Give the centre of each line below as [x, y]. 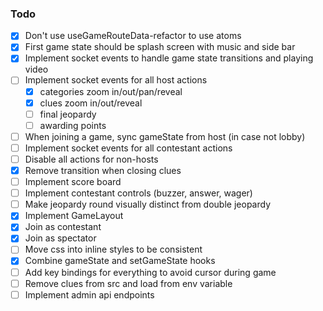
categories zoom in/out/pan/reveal [111, 91]
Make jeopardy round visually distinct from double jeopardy [147, 204]
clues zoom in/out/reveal [91, 103]
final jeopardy [68, 114]
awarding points [73, 125]
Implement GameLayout [74, 216]
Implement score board [73, 182]
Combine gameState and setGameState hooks [120, 261]
